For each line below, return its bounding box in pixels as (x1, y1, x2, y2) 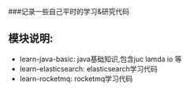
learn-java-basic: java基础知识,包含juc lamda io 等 (19, 54, 182, 64)
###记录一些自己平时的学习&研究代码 (8, 7, 130, 16)
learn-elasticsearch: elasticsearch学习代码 (19, 64, 158, 73)
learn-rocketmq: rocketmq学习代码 (19, 74, 133, 83)
